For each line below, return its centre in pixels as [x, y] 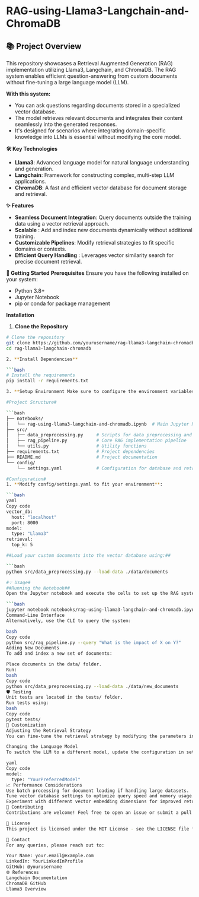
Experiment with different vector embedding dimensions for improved [94, 802]
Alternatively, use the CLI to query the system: [69, 621]
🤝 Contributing [25, 807]
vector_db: [20, 512]
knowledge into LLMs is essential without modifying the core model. [98, 137]
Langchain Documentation [37, 878]
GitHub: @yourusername [34, 867]
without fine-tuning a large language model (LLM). [68, 82]
